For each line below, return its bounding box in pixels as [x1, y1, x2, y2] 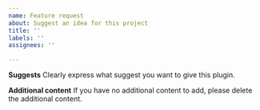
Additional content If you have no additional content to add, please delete [8, 85, 253, 96]
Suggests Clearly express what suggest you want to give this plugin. [8, 70, 235, 80]
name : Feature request [8, 11, 84, 20]
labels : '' [8, 33, 45, 42]
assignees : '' [8, 41, 56, 49]
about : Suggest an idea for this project [8, 19, 149, 27]
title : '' [8, 26, 42, 34]
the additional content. [8, 94, 82, 104]
